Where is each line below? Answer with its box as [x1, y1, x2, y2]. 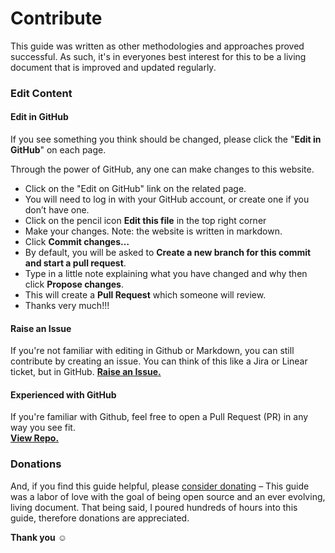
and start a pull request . [24, 257, 127, 269]
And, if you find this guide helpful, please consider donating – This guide [10, 480, 310, 492]
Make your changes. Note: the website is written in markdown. [24, 225, 283, 237]
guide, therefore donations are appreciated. [10, 512, 190, 524]
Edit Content [10, 86, 73, 100]
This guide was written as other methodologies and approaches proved [10, 40, 305, 52]
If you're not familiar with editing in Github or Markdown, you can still [10, 345, 295, 357]
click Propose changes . [24, 278, 124, 291]
